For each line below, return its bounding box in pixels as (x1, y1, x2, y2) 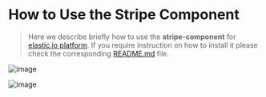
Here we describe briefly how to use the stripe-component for (27, 32, 236, 41)
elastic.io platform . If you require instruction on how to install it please (27, 40, 258, 49)
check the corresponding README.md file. (27, 48, 170, 58)
